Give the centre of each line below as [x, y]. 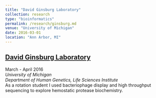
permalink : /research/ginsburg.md [41, 24]
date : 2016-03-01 [23, 33]
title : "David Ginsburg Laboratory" [43, 10]
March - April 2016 [24, 69]
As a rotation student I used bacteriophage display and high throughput [78, 85]
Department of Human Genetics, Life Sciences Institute [62, 80]
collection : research [28, 14]
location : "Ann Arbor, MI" [33, 38]
